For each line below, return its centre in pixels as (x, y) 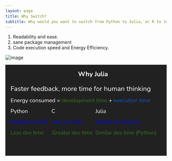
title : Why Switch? (26, 16)
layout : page (19, 11)
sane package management (42, 42)
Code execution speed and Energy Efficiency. (61, 48)
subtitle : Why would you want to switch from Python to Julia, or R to (83, 22)
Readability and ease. (35, 37)
